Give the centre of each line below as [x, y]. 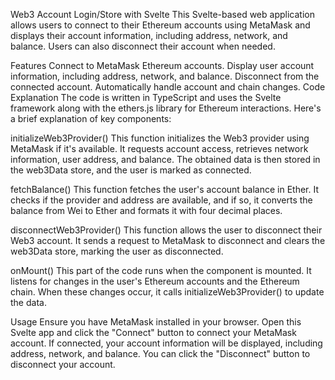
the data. [28, 302]
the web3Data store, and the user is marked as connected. [131, 170]
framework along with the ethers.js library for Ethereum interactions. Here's [166, 108]
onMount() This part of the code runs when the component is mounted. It [161, 270]
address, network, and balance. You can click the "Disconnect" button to [160, 353]
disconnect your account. [63, 364]
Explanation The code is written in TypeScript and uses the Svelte [146, 97]
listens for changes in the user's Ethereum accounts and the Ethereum [155, 281]
